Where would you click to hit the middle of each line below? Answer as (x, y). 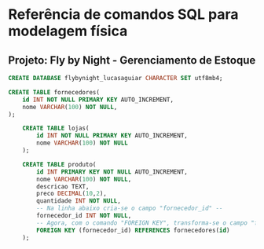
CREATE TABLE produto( (59, 164)
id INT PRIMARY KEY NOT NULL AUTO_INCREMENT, (112, 172)
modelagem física (68, 31)
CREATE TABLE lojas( (56, 128)
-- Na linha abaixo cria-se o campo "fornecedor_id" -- (130, 209)
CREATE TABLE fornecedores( (54, 92)
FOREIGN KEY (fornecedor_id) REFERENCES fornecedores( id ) (133, 230)
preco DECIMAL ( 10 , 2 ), (72, 194)
